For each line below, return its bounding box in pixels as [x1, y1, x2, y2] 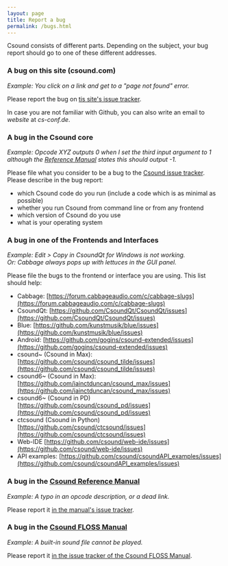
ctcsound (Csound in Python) [16, 416, 101, 424]
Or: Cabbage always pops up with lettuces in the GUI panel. [7, 258, 177, 267]
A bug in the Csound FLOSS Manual [7, 522, 128, 532]
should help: [7, 279, 42, 287]
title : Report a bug [7, 16, 66, 23]
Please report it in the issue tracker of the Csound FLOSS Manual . [7, 551, 192, 559]
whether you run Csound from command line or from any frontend [16, 204, 204, 212]
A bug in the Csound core [7, 132, 94, 142]
